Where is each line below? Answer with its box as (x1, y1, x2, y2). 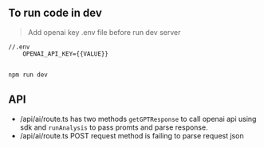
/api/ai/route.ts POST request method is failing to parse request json (19, 130, 245, 140)
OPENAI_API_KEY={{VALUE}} (22, 49, 109, 58)
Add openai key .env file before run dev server (27, 27, 181, 37)
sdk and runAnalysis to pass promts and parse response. (19, 123, 209, 132)
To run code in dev (8, 6, 102, 20)
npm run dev (8, 71, 48, 79)
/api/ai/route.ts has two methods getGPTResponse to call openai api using (19, 114, 257, 123)
